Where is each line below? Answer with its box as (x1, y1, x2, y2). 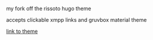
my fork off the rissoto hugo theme (6, 5, 91, 12)
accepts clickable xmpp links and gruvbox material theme (6, 16, 147, 23)
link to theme (6, 28, 38, 35)
